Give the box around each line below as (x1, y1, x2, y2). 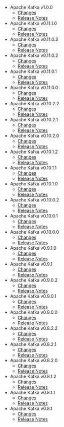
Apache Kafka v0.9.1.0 (10, 245, 56, 251)
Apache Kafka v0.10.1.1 (10, 165, 57, 171)
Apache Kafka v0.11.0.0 (10, 85, 58, 90)
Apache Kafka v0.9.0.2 (10, 277, 58, 283)
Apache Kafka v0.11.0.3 (10, 36, 58, 42)
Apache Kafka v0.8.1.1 (10, 390, 55, 395)
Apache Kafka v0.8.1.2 (10, 374, 56, 379)
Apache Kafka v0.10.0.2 (10, 197, 59, 203)
